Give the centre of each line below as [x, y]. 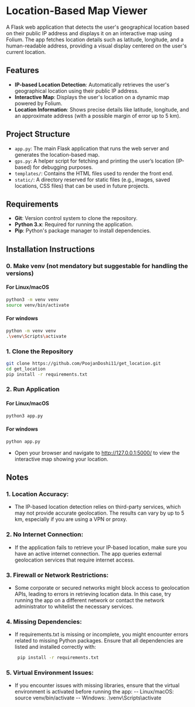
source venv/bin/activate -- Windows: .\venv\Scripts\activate [88, 698]
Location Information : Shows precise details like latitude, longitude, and [102, 109]
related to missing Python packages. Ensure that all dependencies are [99, 641]
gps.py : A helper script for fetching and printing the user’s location [94, 161]
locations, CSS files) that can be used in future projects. [82, 185]
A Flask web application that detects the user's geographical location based [97, 27]
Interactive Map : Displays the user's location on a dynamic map [92, 97]
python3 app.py [25, 416]
